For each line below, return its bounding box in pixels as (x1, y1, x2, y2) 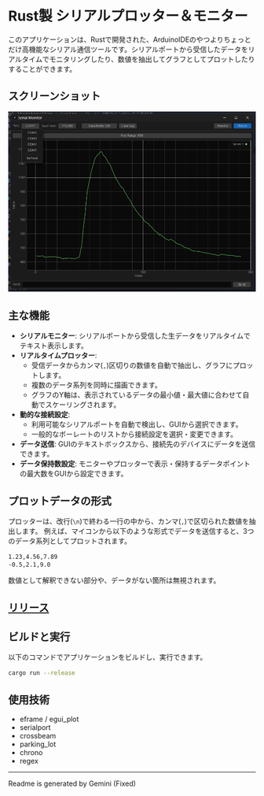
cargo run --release (8, 669, 76, 677)
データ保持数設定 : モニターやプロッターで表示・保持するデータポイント (19, 459, 251, 468)
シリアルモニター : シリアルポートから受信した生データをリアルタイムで (19, 331, 251, 341)
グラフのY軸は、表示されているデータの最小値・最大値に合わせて (31, 391, 243, 400)
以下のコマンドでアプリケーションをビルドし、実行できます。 (8, 653, 207, 662)
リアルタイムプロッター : (19, 351, 97, 361)
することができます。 (8, 64, 77, 73)
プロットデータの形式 (8, 494, 112, 508)
